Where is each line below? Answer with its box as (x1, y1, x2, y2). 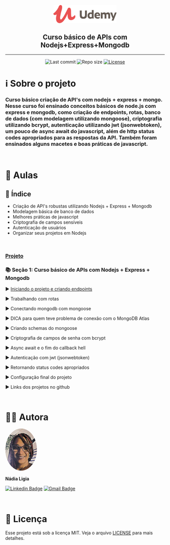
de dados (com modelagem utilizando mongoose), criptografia (5, 115, 162, 122)
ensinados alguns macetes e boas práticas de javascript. (5, 140, 148, 147)
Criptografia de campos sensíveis (12, 219, 83, 225)
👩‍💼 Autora (5, 411, 49, 423)
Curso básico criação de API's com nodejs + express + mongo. (5, 96, 163, 103)
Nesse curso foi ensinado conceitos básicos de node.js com (5, 102, 156, 109)
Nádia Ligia (5, 476, 29, 482)
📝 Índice (5, 190, 31, 198)
